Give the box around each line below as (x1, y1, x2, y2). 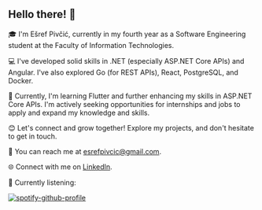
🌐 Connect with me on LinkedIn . (8, 162, 113, 171)
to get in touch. (8, 131, 57, 141)
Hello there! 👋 (8, 8, 76, 21)
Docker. (8, 76, 34, 85)
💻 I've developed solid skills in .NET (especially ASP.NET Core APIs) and (8, 56, 245, 65)
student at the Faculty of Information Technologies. (8, 40, 175, 50)
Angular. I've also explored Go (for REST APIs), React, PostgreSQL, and (8, 68, 238, 77)
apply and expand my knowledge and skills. (8, 108, 150, 117)
